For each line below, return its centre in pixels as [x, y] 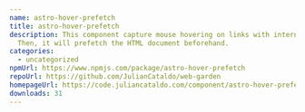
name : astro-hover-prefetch [63, 18]
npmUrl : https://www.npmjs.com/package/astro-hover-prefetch [128, 69]
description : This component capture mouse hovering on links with [140, 34]
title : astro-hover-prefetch [64, 26]
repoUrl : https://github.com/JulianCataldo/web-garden [115, 77]
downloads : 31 [36, 93]
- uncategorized [48, 60]
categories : [32, 51]
